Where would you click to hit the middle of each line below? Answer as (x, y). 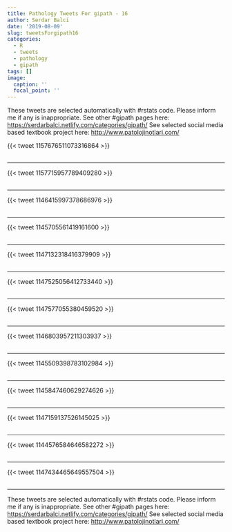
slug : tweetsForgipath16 (43, 33)
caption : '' (31, 84)
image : (17, 78)
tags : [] (20, 71)
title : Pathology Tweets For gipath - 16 (68, 13)
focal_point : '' (37, 91)
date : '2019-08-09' (35, 26)
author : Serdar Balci (38, 20)
